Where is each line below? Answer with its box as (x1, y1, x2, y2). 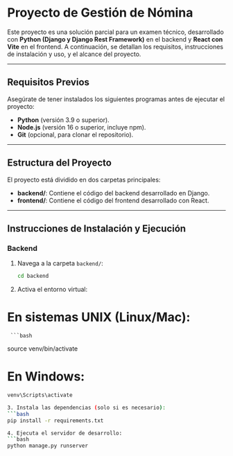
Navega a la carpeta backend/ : (17, 259, 104, 268)
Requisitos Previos (7, 76, 90, 88)
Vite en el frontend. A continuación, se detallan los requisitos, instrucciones (7, 42, 224, 51)
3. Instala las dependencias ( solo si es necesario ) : (7, 404, 166, 411)
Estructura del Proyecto (7, 157, 112, 169)
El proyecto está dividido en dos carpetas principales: (7, 175, 161, 184)
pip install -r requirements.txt (7, 417, 104, 424)
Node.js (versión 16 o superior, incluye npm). (17, 123, 146, 131)
